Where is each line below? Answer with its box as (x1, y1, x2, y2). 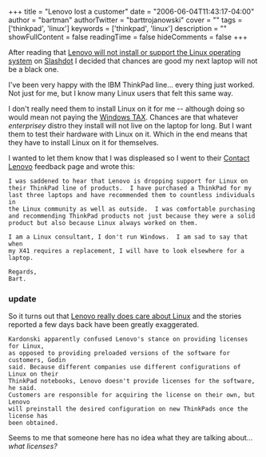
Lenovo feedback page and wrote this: (8, 162, 136, 171)
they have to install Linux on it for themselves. (8, 138, 160, 147)
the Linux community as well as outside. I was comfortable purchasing (8, 205, 256, 213)
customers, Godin (8, 357, 66, 364)
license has (8, 412, 48, 420)
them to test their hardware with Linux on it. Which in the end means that (8, 129, 248, 139)
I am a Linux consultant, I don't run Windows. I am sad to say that (8, 233, 248, 241)
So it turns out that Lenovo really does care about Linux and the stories (8, 311, 242, 321)
